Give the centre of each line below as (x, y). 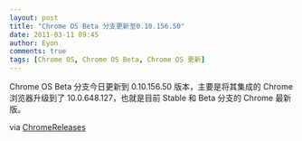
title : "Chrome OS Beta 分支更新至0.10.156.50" (97, 26)
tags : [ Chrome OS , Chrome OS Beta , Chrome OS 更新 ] (108, 60)
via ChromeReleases (47, 127)
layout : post (34, 18)
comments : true (38, 52)
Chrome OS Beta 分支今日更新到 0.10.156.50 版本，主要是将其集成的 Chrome (151, 86)
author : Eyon (34, 43)
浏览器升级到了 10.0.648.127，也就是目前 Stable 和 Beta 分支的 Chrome (142, 98)
